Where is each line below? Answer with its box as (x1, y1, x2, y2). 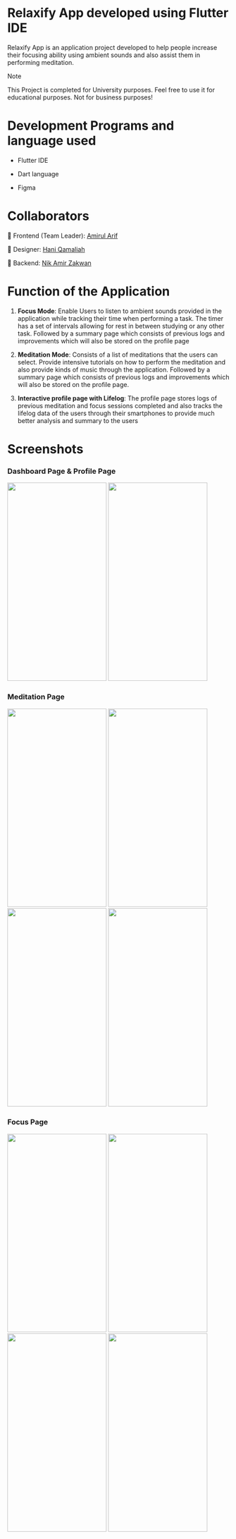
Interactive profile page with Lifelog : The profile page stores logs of (17, 393, 217, 403)
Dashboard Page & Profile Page (7, 466, 116, 476)
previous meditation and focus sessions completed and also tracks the (17, 401, 223, 410)
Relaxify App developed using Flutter (7, 5, 229, 21)
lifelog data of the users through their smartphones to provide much (17, 409, 215, 417)
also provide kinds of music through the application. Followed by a (17, 365, 211, 374)
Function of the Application (7, 283, 170, 299)
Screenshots (7, 441, 84, 457)
